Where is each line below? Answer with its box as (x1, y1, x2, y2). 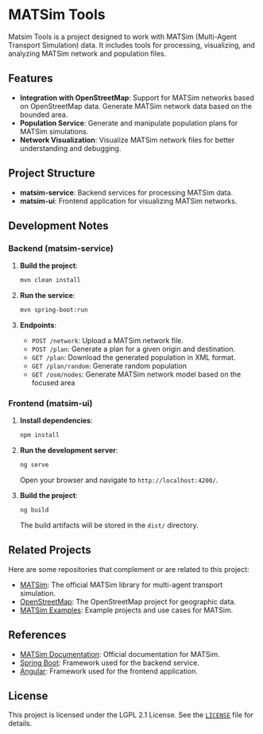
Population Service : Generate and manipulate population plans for (19, 118, 238, 128)
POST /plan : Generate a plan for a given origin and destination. (31, 344, 236, 353)
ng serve (19, 461, 49, 469)
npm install (19, 431, 60, 439)
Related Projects (8, 543, 91, 557)
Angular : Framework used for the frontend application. (19, 666, 199, 676)
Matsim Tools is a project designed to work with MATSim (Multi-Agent (8, 32, 237, 41)
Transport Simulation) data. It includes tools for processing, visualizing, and (8, 40, 256, 49)
